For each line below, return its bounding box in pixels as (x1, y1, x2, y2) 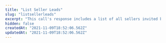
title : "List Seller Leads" (5, 7, 63, 12)
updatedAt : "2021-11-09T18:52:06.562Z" (5, 30, 87, 35)
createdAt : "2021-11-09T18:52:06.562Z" (5, 26, 87, 31)
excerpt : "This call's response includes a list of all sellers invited (5, 16, 158, 21)
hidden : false (5, 21, 35, 26)
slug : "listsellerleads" (5, 12, 56, 17)
